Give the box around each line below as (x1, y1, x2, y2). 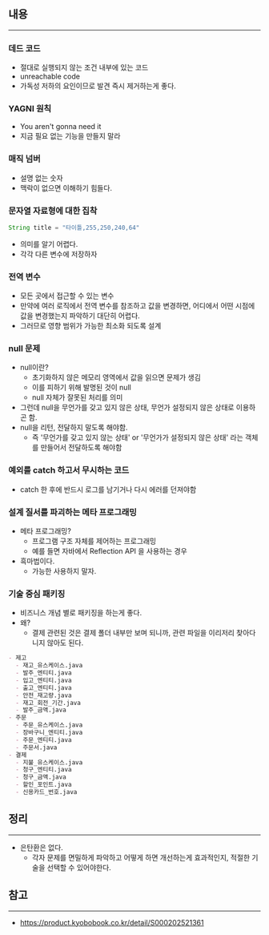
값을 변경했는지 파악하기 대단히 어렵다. (19, 311, 140, 320)
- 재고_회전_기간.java (15, 699, 82, 707)
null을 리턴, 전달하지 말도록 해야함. (19, 423, 128, 433)
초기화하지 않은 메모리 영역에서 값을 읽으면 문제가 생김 (31, 373, 202, 382)
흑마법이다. (19, 556, 55, 566)
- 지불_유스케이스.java (15, 758, 83, 767)
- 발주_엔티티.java (15, 669, 72, 677)
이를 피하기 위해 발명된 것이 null (31, 383, 132, 393)
